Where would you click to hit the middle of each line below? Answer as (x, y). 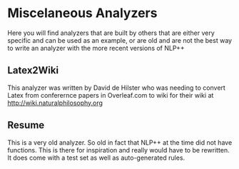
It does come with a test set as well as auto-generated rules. (96, 158)
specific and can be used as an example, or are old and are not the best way (120, 40)
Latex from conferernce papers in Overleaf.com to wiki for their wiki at (111, 95)
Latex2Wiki (33, 70)
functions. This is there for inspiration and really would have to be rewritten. (118, 150)
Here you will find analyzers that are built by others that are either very (111, 33)
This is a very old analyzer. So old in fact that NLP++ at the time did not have (120, 142)
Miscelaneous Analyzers (82, 13)
